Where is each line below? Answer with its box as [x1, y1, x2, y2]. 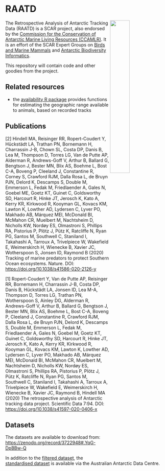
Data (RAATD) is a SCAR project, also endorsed [5, 25, 105, 31]
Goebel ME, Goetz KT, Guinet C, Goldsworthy [5, 190, 101, 196]
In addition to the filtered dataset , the [5, 455, 83, 461]
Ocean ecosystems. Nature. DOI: [5, 260, 75, 266]
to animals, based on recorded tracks [12, 107, 91, 113]
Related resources [5, 83, 65, 91]
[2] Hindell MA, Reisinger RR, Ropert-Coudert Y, [5, 135, 106, 142]
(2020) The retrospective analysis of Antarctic [5, 395, 103, 401]
